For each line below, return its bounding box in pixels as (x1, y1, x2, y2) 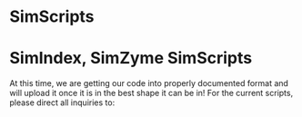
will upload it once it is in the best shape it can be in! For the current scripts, (9, 88, 294, 99)
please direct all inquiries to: (9, 97, 116, 108)
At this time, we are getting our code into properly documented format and (9, 78, 289, 89)
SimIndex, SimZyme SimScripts (9, 48, 253, 69)
